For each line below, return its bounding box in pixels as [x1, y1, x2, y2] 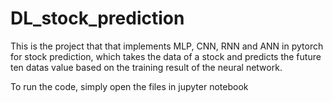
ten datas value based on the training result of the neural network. [10, 61, 283, 73]
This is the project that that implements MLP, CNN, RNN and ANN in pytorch [10, 40, 324, 52]
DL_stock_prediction [10, 7, 185, 30]
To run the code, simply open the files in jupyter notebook [10, 80, 249, 92]
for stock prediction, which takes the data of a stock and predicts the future [10, 50, 322, 62]
